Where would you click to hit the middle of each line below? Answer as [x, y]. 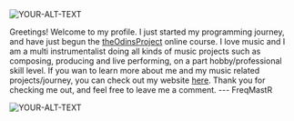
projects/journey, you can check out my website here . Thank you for [137, 80]
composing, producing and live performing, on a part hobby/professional [146, 61]
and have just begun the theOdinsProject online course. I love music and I [147, 41]
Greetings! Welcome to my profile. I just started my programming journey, [147, 32]
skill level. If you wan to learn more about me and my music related [135, 71]
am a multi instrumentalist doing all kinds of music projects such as [135, 51]
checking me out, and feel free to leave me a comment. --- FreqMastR [141, 90]
